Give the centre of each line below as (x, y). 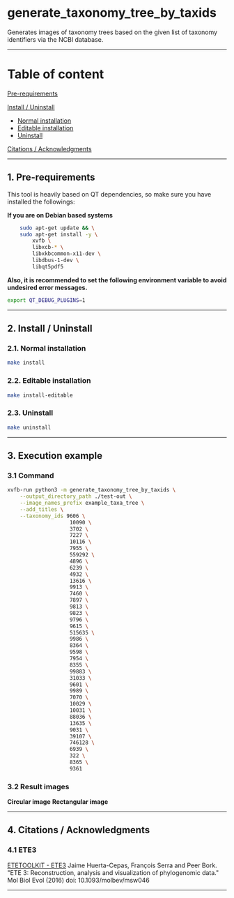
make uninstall (29, 427)
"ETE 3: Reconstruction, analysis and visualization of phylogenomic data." (113, 872)
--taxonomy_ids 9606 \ (53, 516)
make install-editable (40, 395)
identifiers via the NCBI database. (55, 39)
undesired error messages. (47, 287)
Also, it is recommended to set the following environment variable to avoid (117, 280)
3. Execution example (55, 456)
